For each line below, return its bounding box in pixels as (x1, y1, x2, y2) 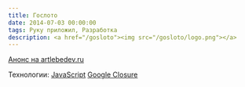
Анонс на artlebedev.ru (8, 55, 85, 64)
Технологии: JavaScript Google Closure (8, 70, 138, 79)
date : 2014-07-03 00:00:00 (8, 19, 97, 27)
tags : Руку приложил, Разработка (8, 26, 118, 34)
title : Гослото (8, 11, 58, 20)
